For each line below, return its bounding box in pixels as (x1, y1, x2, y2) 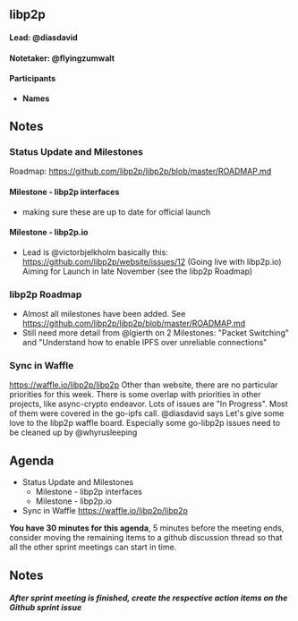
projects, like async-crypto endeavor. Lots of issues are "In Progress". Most (9, 398, 288, 410)
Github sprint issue (9, 602, 82, 613)
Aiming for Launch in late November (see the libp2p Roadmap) (21, 266, 253, 276)
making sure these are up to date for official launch (21, 206, 211, 217)
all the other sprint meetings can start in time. (9, 541, 177, 553)
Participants (9, 73, 56, 84)
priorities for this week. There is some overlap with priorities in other (9, 389, 261, 400)
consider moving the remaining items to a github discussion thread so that (9, 532, 283, 543)
